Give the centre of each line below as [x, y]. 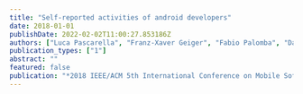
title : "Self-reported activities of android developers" [120, 17]
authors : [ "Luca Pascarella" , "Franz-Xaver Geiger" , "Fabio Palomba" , [145, 43]
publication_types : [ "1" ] [58, 51]
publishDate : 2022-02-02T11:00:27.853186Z [90, 34]
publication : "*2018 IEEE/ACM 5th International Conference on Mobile [145, 76]
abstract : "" [34, 59]
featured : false [40, 68]
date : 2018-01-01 [42, 26]
